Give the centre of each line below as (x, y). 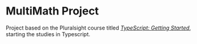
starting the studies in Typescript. (48, 34)
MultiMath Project (52, 11)
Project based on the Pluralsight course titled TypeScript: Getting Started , (98, 28)
